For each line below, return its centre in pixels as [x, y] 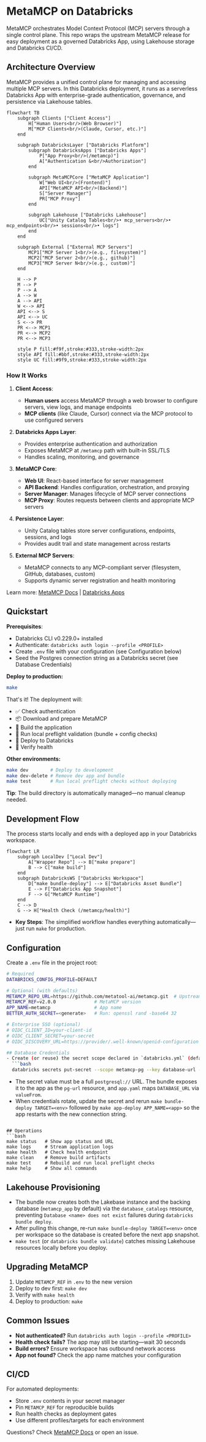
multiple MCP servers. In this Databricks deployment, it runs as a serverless [102, 88]
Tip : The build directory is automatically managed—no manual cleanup [96, 793]
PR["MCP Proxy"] [60, 199]
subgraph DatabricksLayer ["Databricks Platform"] [83, 145]
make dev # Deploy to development [60, 770]
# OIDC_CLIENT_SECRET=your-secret [51, 1036]
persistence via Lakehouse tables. [50, 101]
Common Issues [38, 1321]
